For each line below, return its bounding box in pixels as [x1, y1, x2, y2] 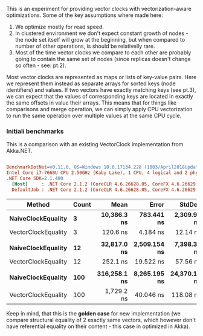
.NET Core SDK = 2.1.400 [6, 175, 63, 182]
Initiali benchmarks [6, 127, 64, 135]
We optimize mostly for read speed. [14, 24, 105, 30]
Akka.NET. [6, 147, 33, 155]
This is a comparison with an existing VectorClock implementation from [6, 141, 184, 148]
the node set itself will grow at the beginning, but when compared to [14, 36, 185, 43]
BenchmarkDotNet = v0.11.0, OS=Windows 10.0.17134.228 [6, 164, 142, 170]
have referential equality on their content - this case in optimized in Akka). [6, 323, 190, 330]
